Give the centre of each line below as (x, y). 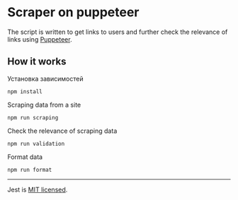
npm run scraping (33, 117)
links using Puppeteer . (40, 39)
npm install (25, 92)
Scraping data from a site (44, 105)
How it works (37, 62)
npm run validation (36, 143)
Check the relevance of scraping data (62, 131)
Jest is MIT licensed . (38, 189)
